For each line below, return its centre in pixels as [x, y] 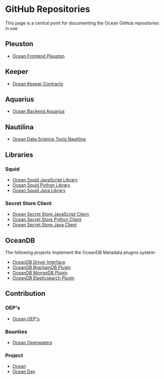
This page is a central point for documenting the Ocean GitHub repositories [82, 23]
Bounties [16, 332]
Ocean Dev [24, 372]
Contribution [25, 293]
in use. [12, 28]
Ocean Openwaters [32, 342]
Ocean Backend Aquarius [39, 111]
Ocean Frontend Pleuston [39, 56]
